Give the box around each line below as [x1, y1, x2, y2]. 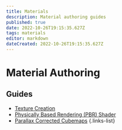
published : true [6, 19, 46, 25]
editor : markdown [6, 36, 49, 41]
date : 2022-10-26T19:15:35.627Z [6, 24, 85, 31]
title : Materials [6, 8, 49, 15]
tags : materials [6, 30, 46, 36]
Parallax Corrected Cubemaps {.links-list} [14, 117, 116, 124]
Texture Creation [14, 104, 56, 111]
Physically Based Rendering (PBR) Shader [14, 111, 116, 118]
